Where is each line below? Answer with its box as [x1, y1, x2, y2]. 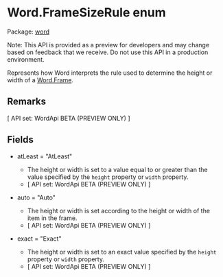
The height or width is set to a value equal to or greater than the [27, 165, 208, 173]
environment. [7, 55, 45, 63]
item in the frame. [27, 214, 78, 222]
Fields [7, 134, 34, 145]
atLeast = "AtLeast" [16, 152, 73, 160]
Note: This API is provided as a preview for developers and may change [7, 40, 210, 49]
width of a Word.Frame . [7, 75, 74, 84]
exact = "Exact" [16, 234, 62, 243]
